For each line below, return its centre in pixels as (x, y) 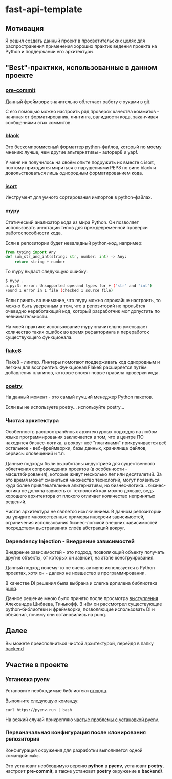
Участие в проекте (37, 665)
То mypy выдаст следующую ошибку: (47, 272)
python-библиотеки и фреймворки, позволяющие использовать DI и (80, 609)
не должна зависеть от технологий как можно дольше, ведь (88, 490)
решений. (16, 502)
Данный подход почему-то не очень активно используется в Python (80, 568)
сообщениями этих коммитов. (38, 122)
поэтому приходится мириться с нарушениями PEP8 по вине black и (81, 167)
